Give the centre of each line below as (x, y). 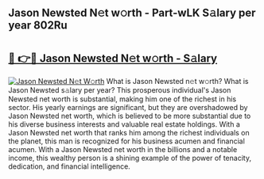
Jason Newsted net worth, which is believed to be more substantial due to (130, 116)
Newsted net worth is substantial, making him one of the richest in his (122, 99)
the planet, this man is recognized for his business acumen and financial (126, 141)
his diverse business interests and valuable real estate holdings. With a (124, 124)
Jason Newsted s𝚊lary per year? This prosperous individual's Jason (120, 90)
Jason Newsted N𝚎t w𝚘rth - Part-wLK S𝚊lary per (132, 13)
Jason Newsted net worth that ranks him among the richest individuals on (129, 133)
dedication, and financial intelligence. (70, 166)
